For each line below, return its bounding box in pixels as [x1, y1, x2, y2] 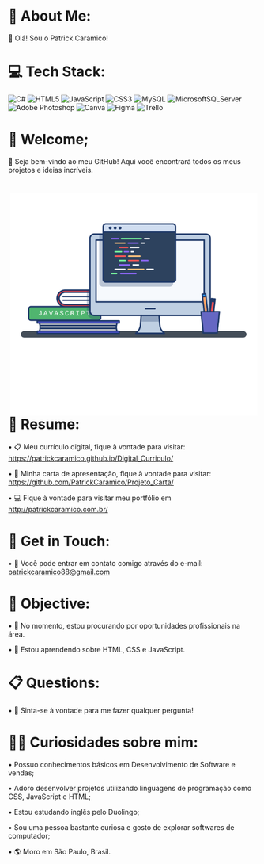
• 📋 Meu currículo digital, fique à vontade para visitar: [8, 442, 186, 451]
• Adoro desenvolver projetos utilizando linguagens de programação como [8, 783, 252, 793]
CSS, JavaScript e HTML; [8, 792, 91, 801]
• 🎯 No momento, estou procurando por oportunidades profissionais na [8, 621, 241, 630]
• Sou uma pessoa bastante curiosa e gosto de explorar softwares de [8, 822, 235, 832]
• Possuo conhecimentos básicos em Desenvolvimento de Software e [8, 759, 236, 769]
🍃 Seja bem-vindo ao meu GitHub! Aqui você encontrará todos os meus [8, 156, 241, 166]
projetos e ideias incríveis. [8, 165, 93, 174]
